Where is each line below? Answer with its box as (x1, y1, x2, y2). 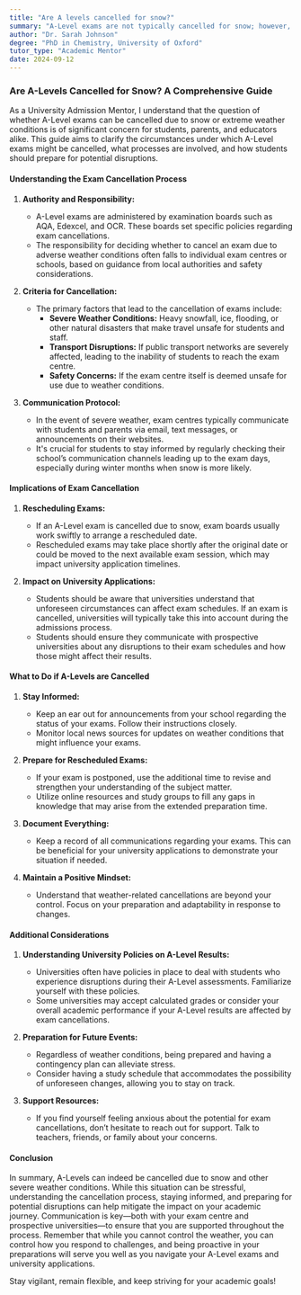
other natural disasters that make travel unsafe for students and (49, 322, 285, 333)
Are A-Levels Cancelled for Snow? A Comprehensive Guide (9, 85, 273, 97)
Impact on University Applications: (22, 576, 155, 586)
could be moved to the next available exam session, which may (35, 549, 270, 559)
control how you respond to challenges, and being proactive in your (9, 1239, 260, 1250)
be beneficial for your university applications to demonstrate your (35, 844, 279, 855)
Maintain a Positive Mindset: (22, 871, 132, 882)
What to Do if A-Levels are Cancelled (9, 671, 150, 682)
